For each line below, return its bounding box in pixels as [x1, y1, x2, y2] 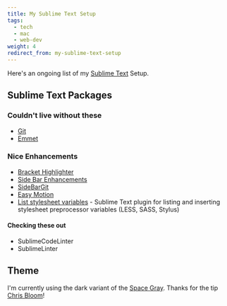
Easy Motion [17, 190, 54, 198]
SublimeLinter [17, 245, 59, 253]
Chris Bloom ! [7, 290, 45, 300]
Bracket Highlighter [17, 167, 74, 176]
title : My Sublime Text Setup [7, 10, 97, 18]
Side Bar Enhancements [17, 175, 87, 183]
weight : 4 [7, 43, 37, 50]
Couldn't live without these [7, 111, 102, 121]
